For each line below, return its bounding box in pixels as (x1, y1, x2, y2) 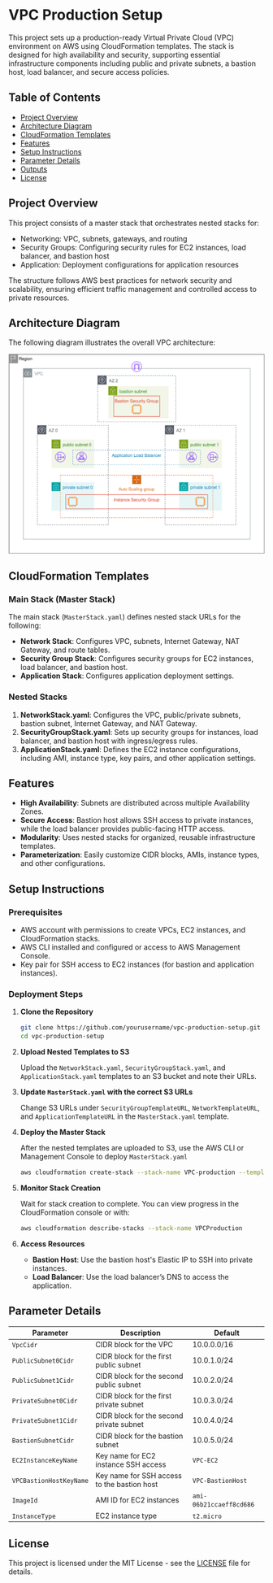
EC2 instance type (95, 1511, 158, 1520)
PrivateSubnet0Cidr (11, 1397, 78, 1405)
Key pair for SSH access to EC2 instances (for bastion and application (19, 959, 254, 969)
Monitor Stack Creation (19, 1183, 102, 1193)
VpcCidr (11, 1342, 38, 1350)
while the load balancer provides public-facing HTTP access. (19, 824, 226, 834)
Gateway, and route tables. (19, 645, 110, 655)
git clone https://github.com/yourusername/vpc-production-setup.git (19, 1024, 262, 1032)
